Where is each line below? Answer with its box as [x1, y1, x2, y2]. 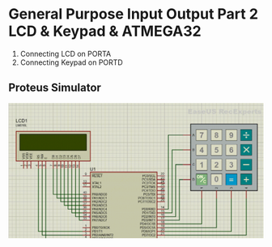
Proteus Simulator [8, 81, 101, 95]
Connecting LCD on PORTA [19, 49, 112, 58]
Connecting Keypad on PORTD [19, 57, 123, 67]
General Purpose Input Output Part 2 [8, 5, 259, 23]
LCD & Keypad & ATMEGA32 [8, 22, 202, 40]
